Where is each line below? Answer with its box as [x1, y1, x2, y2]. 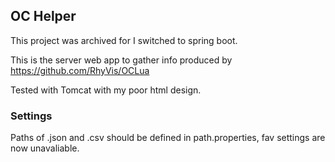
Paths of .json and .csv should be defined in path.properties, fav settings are [10, 132, 326, 144]
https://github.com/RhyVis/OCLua [10, 64, 150, 76]
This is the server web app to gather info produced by [10, 54, 233, 66]
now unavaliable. [10, 142, 80, 154]
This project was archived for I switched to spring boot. [10, 34, 238, 46]
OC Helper [10, 8, 77, 25]
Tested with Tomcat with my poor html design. [10, 84, 202, 96]
